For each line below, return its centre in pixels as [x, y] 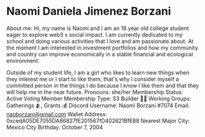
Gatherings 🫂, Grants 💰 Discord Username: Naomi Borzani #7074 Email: [98, 105]
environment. [23, 61]
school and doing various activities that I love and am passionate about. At [100, 41]
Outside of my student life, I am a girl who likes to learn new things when [98, 72]
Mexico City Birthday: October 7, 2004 [54, 127]
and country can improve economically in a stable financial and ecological [100, 54]
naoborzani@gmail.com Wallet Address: [57, 114]
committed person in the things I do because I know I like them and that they [102, 85]
